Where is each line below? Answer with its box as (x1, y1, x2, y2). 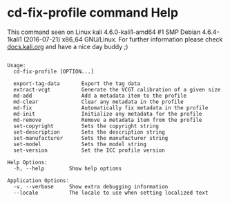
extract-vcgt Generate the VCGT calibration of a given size (13, 86, 221, 93)
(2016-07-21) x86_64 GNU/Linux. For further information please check (23, 35, 223, 43)
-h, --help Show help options (13, 165, 122, 172)
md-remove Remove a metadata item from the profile (13, 116, 202, 123)
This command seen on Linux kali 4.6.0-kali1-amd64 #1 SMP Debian (7, 28, 201, 36)
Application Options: (7, 177, 70, 184)
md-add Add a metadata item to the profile (13, 92, 187, 99)
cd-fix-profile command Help (7, 5, 178, 21)
